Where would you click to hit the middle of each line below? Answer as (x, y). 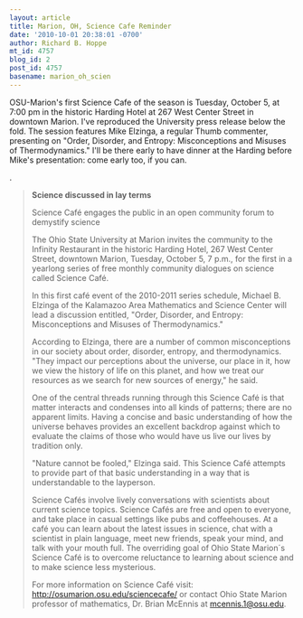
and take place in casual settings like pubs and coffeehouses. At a (155, 519)
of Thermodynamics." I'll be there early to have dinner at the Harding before (151, 150)
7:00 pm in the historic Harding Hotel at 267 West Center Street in (132, 112)
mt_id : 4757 (32, 51)
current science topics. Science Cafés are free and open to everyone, (161, 509)
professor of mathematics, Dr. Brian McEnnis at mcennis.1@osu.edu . (159, 604)
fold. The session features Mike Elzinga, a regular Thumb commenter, (139, 131)
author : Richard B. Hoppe (58, 43)
